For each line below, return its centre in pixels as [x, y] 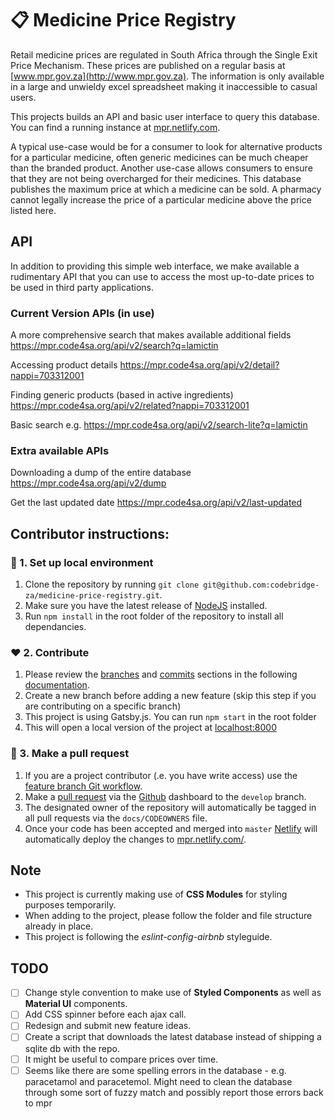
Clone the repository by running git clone [112, 584]
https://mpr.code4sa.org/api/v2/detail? [199, 365]
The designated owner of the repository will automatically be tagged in [170, 807]
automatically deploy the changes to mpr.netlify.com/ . [135, 839]
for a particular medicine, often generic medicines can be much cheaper [159, 157]
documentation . [57, 685]
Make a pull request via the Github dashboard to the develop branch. [165, 796]
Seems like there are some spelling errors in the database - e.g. [155, 1070]
